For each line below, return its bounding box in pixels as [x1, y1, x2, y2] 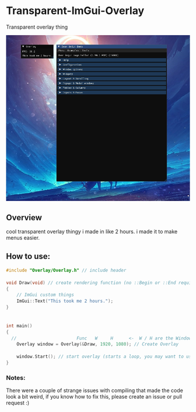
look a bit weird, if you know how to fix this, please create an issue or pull [6, 393, 183, 400]
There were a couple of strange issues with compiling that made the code [6, 387, 184, 394]
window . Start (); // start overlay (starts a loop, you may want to [16, 354, 184, 360]
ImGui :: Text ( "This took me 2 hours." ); [16, 298, 114, 304]
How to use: [6, 251, 51, 261]
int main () [6, 323, 33, 328]
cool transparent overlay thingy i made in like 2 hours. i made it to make [6, 228, 178, 235]
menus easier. [6, 234, 40, 241]
